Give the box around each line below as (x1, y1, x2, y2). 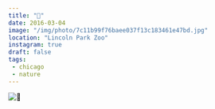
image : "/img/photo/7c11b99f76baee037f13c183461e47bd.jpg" (8, 26, 209, 34)
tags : (8, 56, 26, 64)
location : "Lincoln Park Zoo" (8, 33, 109, 42)
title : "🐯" (8, 11, 45, 20)
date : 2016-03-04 (8, 19, 66, 27)
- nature (11, 70, 41, 78)
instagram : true (8, 41, 62, 49)
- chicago (11, 63, 45, 71)
